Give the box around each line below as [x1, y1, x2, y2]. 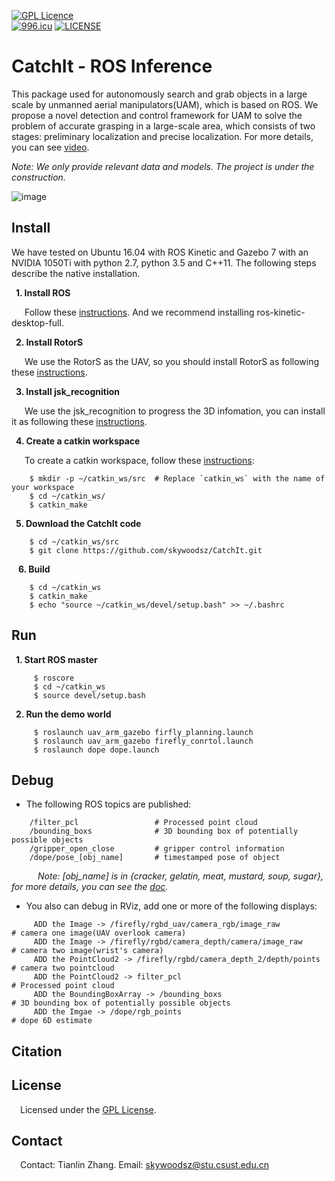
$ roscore [33, 673, 75, 683]
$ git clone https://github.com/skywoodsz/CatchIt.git [29, 545, 263, 555]
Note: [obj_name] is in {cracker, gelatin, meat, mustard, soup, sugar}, [37, 870, 324, 882]
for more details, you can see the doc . [11, 881, 169, 893]
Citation [11, 1043, 63, 1060]
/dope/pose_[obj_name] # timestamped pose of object [29, 853, 281, 863]
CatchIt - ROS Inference [11, 55, 213, 78]
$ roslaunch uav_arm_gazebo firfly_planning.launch [33, 727, 254, 737]
